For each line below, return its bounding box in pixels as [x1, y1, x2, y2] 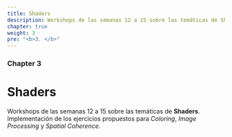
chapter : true [7, 23, 48, 30]
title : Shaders [7, 10, 51, 17]
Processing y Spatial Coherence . [7, 122, 101, 130]
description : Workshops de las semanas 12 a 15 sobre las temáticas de [7, 17, 217, 24]
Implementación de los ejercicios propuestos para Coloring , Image [7, 114, 197, 122]
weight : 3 [7, 29, 36, 37]
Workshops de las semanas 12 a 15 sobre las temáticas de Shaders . [7, 107, 200, 115]
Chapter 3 [7, 59, 41, 68]
